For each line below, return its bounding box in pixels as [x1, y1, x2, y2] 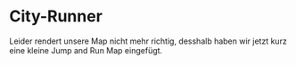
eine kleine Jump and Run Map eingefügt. [9, 45, 163, 55]
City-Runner [9, 6, 103, 27]
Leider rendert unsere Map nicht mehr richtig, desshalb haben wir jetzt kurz [9, 36, 287, 46]
